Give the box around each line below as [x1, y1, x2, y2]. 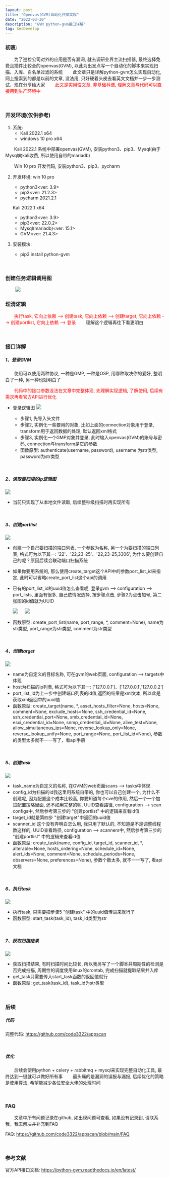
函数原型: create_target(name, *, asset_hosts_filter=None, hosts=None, [12, 703, 160, 709]
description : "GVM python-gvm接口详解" [5, 21, 86, 27]
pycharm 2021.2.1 [20, 195, 57, 201]
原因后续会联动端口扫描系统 [30, 557, 88, 563]
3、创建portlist [5, 521, 37, 527]
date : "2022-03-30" [5, 17, 46, 22]
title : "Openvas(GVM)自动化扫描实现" [5, 12, 79, 17]
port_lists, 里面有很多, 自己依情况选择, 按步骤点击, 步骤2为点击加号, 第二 [12, 592, 162, 598]
